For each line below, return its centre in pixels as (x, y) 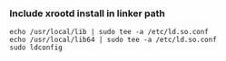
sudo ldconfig (36, 48)
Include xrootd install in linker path (88, 13)
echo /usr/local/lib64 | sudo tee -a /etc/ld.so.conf (113, 40)
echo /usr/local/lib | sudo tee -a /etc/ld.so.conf (109, 32)
